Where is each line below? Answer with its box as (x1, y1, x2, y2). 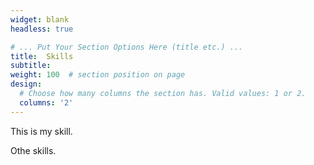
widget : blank (10, 14, 70, 25)
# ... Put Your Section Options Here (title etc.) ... (10, 42, 244, 52)
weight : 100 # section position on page (10, 70, 186, 80)
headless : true (10, 24, 74, 34)
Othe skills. (10, 144, 57, 156)
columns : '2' (19, 97, 74, 108)
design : (10, 79, 43, 90)
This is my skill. (10, 125, 73, 137)
